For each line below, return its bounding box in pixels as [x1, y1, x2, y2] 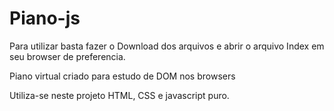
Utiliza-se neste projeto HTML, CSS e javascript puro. [9, 89, 230, 101]
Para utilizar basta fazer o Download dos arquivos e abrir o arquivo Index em [9, 40, 325, 52]
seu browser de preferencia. [9, 50, 126, 62]
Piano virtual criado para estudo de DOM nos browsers [9, 70, 236, 82]
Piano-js [9, 7, 81, 30]
